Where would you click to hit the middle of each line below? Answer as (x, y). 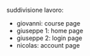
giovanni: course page (48, 23)
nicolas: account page (48, 45)
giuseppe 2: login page (49, 38)
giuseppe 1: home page (50, 31)
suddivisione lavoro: (35, 10)
